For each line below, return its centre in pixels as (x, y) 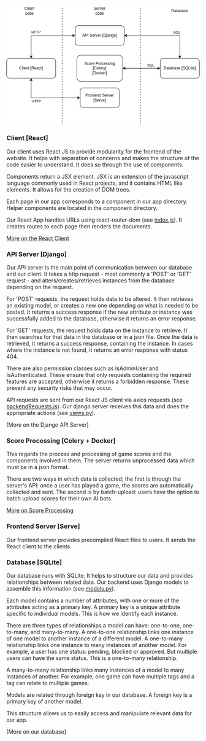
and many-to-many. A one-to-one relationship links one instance (112, 632)
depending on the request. (40, 287)
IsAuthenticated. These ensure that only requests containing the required (99, 375)
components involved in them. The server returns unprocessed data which (101, 460)
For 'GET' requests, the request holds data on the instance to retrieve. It (97, 330)
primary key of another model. (44, 702)
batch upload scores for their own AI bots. (59, 499)
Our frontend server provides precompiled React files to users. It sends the (101, 540)
